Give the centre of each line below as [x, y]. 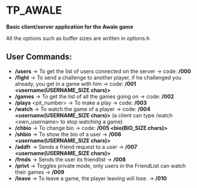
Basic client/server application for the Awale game [70, 27]
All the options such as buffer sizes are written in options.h [78, 38]
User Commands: [39, 57]
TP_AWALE [34, 10]
